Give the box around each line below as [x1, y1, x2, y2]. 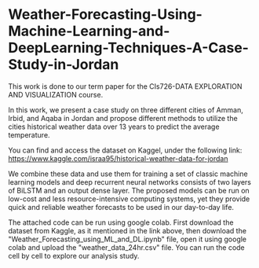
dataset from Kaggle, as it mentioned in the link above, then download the [8, 226, 247, 235]
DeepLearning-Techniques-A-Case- [8, 39, 250, 57]
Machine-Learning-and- [8, 22, 170, 40]
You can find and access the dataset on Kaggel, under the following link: [8, 145, 243, 155]
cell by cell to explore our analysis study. [8, 251, 140, 260]
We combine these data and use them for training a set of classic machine [8, 169, 249, 178]
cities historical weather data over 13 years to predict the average [8, 122, 220, 131]
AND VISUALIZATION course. [8, 90, 104, 99]
